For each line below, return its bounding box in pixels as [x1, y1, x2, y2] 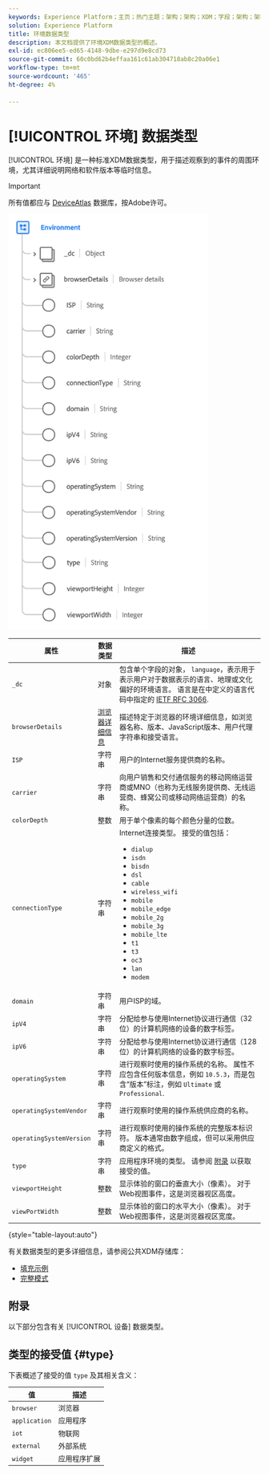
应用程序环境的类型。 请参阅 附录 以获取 [118, 1156, 252, 1166]
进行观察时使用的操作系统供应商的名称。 [118, 1105, 253, 1115]
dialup [130, 845, 154, 853]
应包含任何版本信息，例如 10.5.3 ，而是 [118, 1069, 248, 1079]
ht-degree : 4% [8, 80, 56, 88]
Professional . [118, 1088, 165, 1097]
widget [11, 1455, 34, 1463]
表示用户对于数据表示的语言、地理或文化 [118, 674, 253, 684]
